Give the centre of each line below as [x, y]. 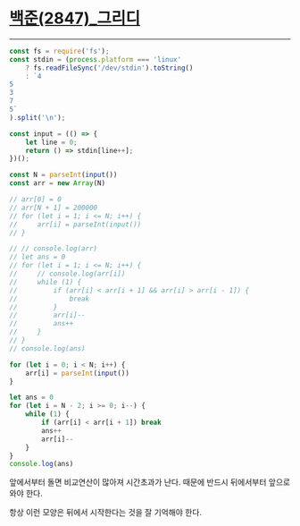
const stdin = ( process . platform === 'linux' [95, 59]
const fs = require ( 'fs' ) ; [59, 51]
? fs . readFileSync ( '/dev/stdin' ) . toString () [109, 68]
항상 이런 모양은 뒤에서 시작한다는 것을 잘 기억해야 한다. [106, 513]
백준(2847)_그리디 [75, 18]
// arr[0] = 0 [36, 199]
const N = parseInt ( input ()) [63, 175]
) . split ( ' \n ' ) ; [37, 117]
